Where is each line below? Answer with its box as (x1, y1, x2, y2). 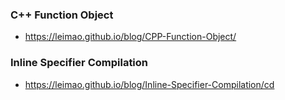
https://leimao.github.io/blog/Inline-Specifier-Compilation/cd (24, 78, 275, 90)
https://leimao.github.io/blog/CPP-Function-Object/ (24, 31, 237, 43)
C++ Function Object (10, 8, 114, 22)
